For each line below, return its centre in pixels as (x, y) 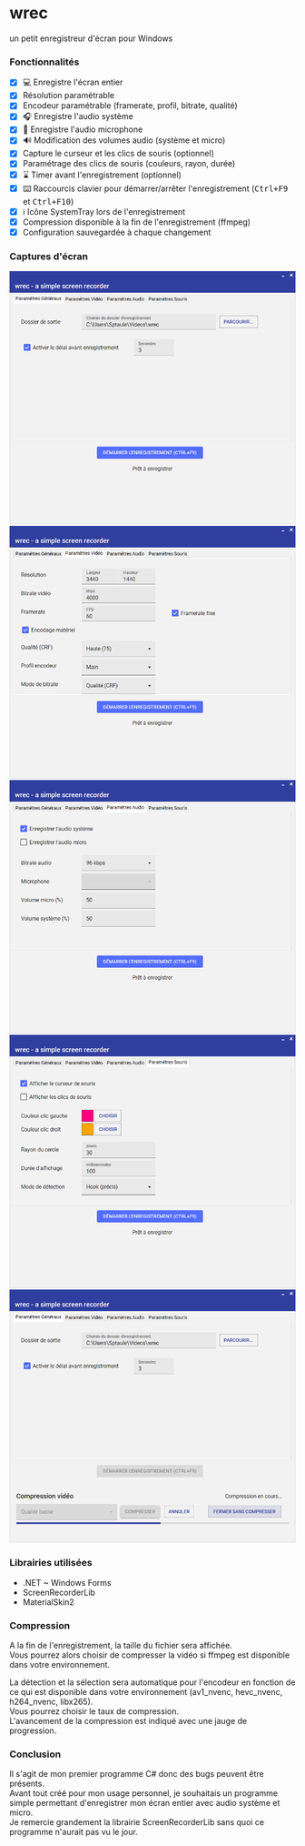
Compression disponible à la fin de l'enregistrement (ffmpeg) (137, 222)
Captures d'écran (49, 256)
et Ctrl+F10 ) (48, 201)
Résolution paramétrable (69, 96)
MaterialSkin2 (48, 1602)
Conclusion (35, 1754)
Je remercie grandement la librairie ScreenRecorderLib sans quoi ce (137, 1822)
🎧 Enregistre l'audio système (78, 116)
